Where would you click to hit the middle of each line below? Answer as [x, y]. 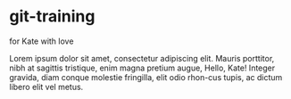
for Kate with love [42, 41]
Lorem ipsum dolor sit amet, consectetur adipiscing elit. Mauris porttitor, [142, 58]
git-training [52, 16]
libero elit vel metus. [46, 87]
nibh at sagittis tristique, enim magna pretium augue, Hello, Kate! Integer [142, 68]
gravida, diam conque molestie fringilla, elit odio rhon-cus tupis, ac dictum [146, 77]
